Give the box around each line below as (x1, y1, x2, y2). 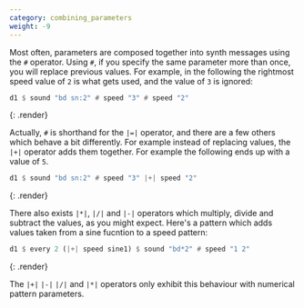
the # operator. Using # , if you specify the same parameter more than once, (9, 56, 291, 67)
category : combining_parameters (9, 13, 132, 23)
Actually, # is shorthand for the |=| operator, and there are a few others (9, 127, 276, 138)
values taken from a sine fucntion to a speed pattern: (9, 227, 208, 238)
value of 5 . (9, 156, 49, 167)
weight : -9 (9, 22, 51, 31)
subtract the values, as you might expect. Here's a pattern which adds (9, 217, 273, 228)
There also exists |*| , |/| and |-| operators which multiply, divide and (9, 208, 274, 219)
